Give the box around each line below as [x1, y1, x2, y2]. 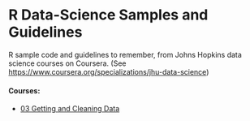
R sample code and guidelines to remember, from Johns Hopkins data [8, 50, 242, 59]
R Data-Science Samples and [8, 6, 209, 24]
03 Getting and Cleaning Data [19, 104, 120, 114]
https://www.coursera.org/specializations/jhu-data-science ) [8, 67, 209, 76]
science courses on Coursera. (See [8, 58, 127, 68]
